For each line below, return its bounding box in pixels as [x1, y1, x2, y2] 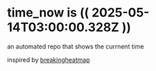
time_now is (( [7, 5, 89, 21]
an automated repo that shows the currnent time [7, 42, 144, 50]
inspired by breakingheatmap [7, 55, 91, 63]
